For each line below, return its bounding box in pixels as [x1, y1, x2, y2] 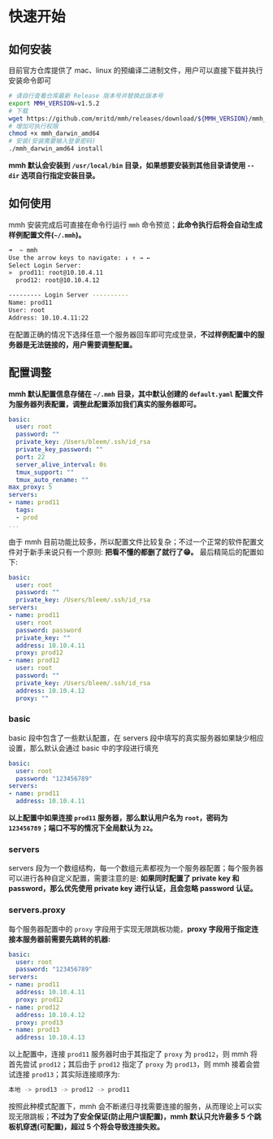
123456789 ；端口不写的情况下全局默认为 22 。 [8, 823, 158, 833]
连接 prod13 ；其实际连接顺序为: [15, 1070, 120, 1080]
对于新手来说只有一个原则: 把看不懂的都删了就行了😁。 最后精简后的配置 [15, 546, 258, 557]
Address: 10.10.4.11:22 [8, 314, 89, 322]
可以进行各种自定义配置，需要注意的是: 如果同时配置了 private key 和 [8, 873, 240, 883]
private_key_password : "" [15, 446, 104, 454]
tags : [15, 506, 35, 514]
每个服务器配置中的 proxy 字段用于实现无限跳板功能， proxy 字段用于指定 [8, 924, 252, 933]
